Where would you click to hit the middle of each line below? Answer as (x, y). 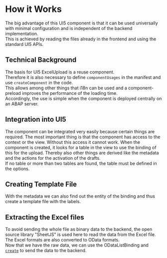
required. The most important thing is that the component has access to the (83, 137)
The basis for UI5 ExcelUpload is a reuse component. (60, 72)
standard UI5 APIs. (24, 44)
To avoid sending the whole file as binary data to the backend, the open (79, 229)
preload (13, 93)
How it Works (34, 9)
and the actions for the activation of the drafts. (53, 158)
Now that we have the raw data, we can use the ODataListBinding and (77, 245)
